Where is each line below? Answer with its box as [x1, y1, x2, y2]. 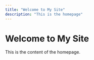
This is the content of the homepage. [5, 49, 81, 55]
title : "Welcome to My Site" [5, 7, 65, 12]
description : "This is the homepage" [5, 12, 83, 17]
